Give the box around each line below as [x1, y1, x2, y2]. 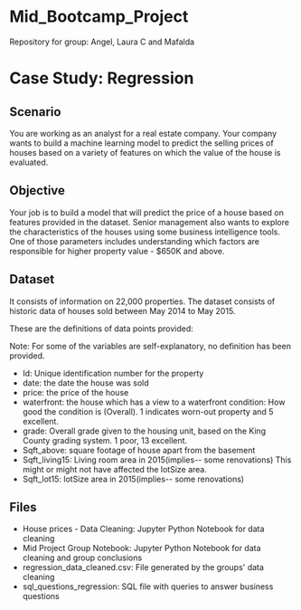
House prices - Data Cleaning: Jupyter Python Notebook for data [22, 523, 265, 535]
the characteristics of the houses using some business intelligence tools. [9, 226, 281, 237]
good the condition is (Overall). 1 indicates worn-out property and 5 [22, 405, 274, 417]
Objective [9, 183, 66, 198]
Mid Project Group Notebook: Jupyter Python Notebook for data [22, 543, 261, 554]
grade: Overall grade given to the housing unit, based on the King [22, 425, 267, 436]
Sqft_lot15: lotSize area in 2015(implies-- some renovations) [22, 473, 245, 484]
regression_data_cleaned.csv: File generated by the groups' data [22, 562, 265, 573]
